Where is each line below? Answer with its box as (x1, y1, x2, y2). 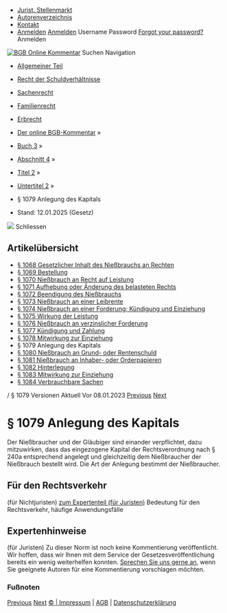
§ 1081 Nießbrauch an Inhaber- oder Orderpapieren (16, 356, 162, 364)
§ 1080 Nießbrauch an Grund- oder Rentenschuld (16, 348, 157, 356)
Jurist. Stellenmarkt (16, 6, 73, 14)
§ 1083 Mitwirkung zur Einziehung (16, 370, 114, 378)
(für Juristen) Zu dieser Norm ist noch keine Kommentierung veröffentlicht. (7, 544, 219, 552)
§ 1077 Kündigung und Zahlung (16, 326, 105, 334)
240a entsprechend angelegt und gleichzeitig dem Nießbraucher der (7, 452, 202, 460)
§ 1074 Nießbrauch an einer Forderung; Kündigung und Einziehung (16, 304, 206, 312)
